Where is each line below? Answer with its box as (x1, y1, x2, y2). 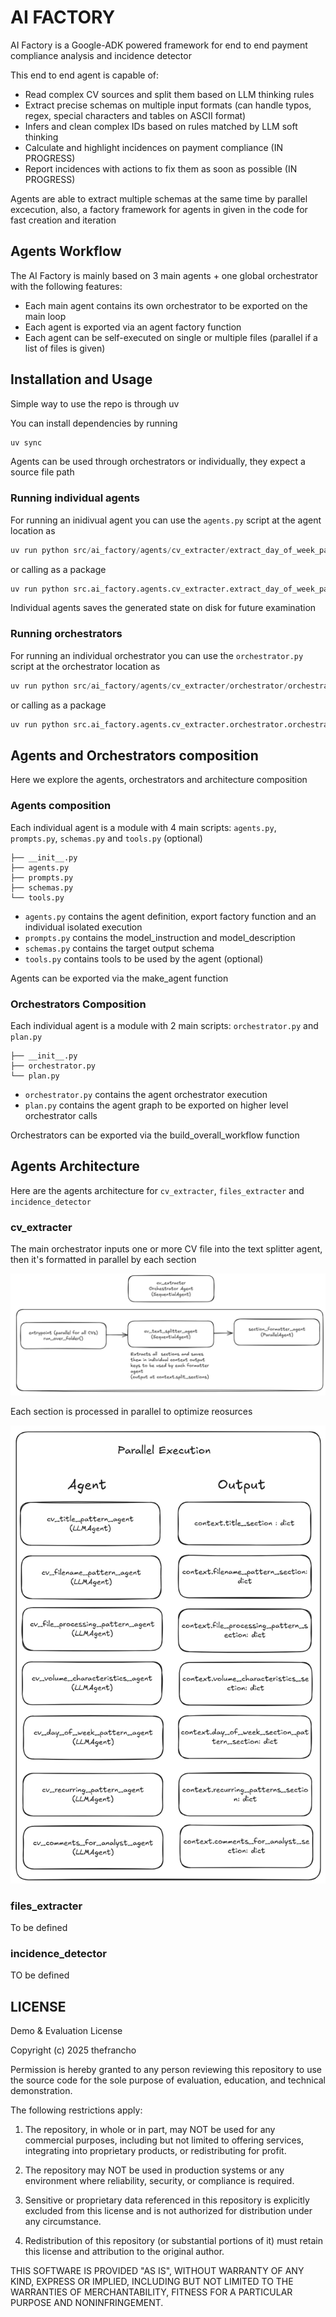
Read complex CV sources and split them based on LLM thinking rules (24, 88, 315, 100)
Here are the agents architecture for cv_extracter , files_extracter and (10, 1184, 305, 1196)
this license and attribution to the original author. (24, 2246, 225, 2258)
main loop (24, 310, 67, 322)
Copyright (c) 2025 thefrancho (10, 2044, 137, 2056)
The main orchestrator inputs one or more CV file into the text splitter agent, (10, 1243, 323, 1255)
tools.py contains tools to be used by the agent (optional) (24, 952, 264, 965)
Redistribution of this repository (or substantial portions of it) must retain (24, 2235, 323, 2247)
